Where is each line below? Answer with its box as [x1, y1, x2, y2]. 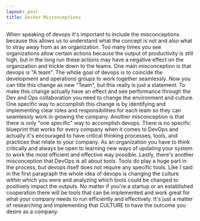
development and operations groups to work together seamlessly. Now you [6, 75, 191, 82]
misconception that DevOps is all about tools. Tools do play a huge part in [6, 157, 187, 164]
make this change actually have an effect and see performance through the [6, 88, 191, 95]
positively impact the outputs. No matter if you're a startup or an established [6, 182, 193, 189]
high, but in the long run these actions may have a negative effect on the [6, 56, 184, 63]
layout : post [6, 8, 39, 15]
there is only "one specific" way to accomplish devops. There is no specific [6, 119, 191, 126]
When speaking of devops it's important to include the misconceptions [6, 30, 180, 38]
